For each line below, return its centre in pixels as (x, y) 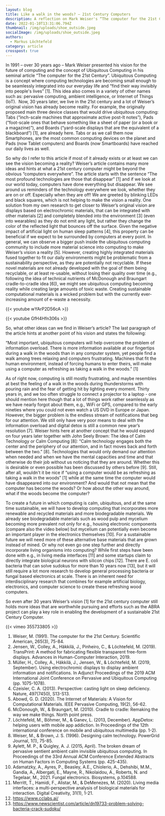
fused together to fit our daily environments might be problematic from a (79, 257)
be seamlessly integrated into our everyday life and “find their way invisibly (81, 86)
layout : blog (19, 10)
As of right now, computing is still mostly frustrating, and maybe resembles (81, 378)
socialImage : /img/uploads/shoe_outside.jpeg (53, 32)
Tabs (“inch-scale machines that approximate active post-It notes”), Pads (80, 117)
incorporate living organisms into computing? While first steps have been (79, 550)
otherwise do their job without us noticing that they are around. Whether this (82, 462)
